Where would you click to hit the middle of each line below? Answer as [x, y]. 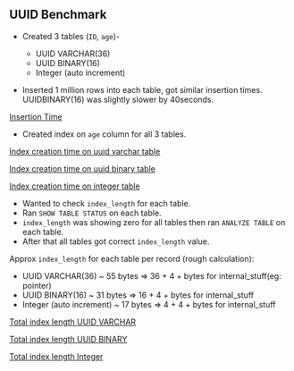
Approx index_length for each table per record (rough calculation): [132, 258]
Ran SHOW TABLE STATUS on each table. [92, 213]
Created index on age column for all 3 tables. [104, 134]
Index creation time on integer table [75, 186]
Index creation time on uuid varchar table [85, 151]
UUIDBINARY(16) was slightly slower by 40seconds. [118, 99]
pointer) [37, 285]
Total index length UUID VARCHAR [73, 322]
